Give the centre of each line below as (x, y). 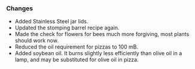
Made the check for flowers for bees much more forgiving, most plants (102, 34)
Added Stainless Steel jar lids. (51, 22)
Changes (20, 8)
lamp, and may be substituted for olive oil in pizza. (77, 60)
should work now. (36, 41)
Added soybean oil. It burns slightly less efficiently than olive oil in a (98, 53)
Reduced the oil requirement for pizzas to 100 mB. (77, 47)
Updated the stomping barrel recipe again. (67, 28)
